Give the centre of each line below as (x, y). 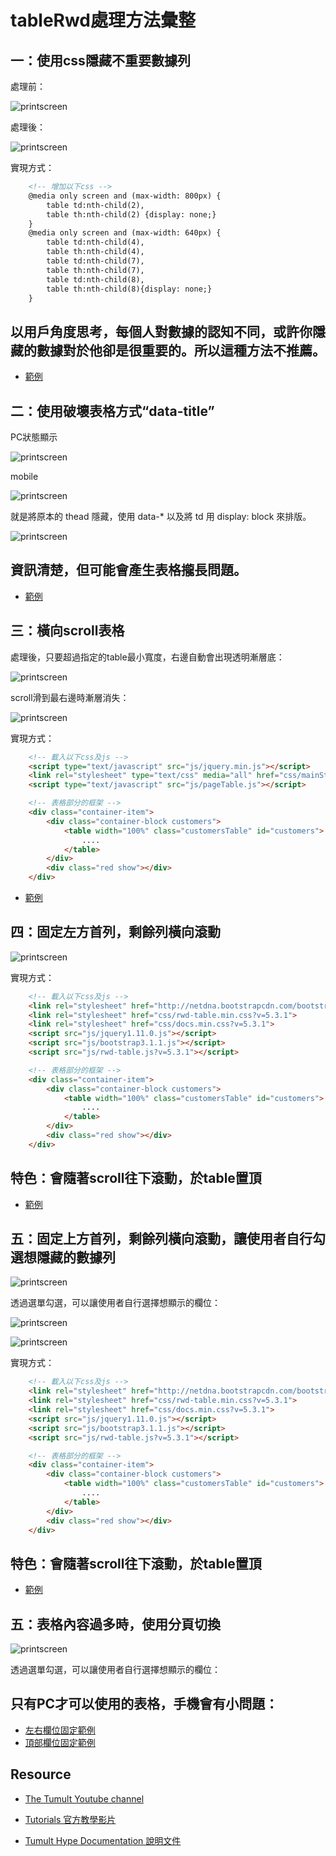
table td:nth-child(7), (95, 261)
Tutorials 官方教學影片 (70, 1819)
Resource (41, 1774)
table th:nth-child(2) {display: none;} (131, 214)
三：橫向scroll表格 (67, 631)
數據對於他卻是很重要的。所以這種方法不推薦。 (181, 350)
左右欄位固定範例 (60, 1730)
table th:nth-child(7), (95, 270)
